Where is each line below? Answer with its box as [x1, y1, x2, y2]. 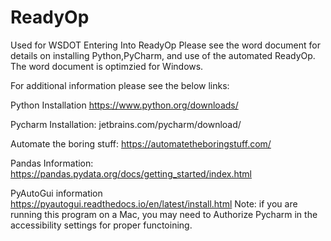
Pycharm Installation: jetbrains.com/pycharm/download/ [10, 118, 242, 130]
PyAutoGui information [10, 187, 103, 199]
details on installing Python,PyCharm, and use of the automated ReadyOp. [10, 49, 316, 61]
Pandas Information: [10, 157, 94, 169]
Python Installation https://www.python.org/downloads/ [10, 99, 239, 111]
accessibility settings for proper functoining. [10, 219, 193, 231]
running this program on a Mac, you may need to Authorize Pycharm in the [10, 208, 318, 220]
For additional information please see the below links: [10, 79, 230, 91]
